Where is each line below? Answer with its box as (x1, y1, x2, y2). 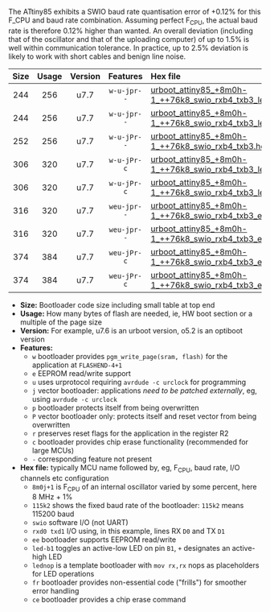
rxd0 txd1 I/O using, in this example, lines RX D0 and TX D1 (31, 527, 225, 536)
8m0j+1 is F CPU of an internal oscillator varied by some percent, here (31, 482, 257, 494)
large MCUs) (31, 445, 75, 455)
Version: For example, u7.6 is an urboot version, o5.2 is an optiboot (19, 325, 243, 335)
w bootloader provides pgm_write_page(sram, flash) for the (31, 351, 228, 361)
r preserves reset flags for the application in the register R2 (31, 428, 229, 438)
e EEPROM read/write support (31, 368, 131, 378)
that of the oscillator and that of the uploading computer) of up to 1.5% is (8, 34, 250, 43)
